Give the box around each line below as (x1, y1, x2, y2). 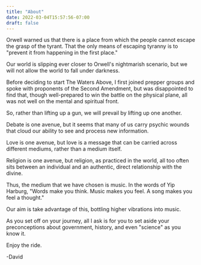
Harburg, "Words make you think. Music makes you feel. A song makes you (6, 188, 193, 195)
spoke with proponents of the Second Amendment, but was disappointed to (6, 85, 194, 92)
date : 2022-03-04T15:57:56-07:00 (6, 14, 90, 20)
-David (6, 253, 23, 261)
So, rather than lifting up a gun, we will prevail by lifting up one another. (6, 109, 182, 117)
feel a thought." (6, 194, 44, 201)
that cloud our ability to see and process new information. (6, 127, 149, 135)
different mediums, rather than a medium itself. (6, 145, 122, 153)
